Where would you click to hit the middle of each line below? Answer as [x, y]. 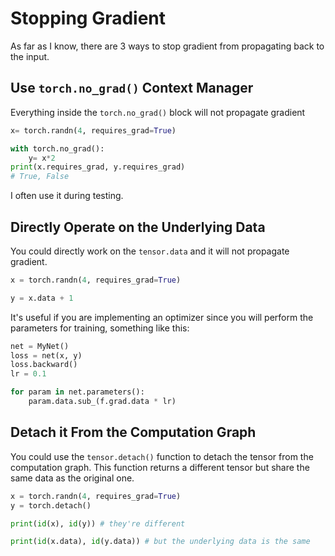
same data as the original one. [72, 478]
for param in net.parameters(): [77, 392]
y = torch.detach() [51, 505]
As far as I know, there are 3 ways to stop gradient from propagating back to [167, 46]
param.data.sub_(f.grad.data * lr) [102, 402]
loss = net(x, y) [46, 355]
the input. [30, 56]
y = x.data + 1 [42, 298]
